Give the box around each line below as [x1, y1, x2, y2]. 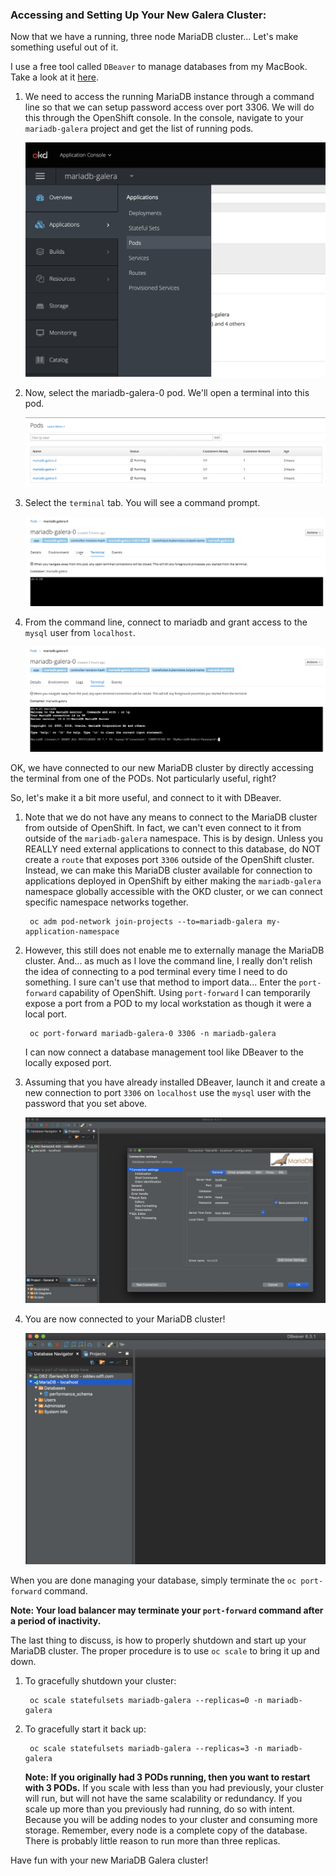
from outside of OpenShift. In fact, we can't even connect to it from [24, 822, 302, 834]
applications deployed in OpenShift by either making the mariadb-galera [24, 875, 322, 887]
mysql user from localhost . [24, 627, 136, 639]
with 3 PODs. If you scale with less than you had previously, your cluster [24, 1781, 325, 1793]
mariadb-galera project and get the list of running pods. [24, 123, 254, 135]
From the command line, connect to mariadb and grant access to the [24, 616, 308, 628]
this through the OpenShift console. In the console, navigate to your [24, 112, 304, 124]
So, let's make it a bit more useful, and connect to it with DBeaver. [10, 792, 282, 804]
